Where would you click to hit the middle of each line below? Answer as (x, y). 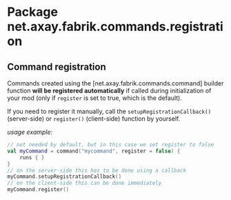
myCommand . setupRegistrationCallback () (64, 177)
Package (33, 12)
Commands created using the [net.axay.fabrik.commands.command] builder (115, 83)
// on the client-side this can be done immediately (84, 183)
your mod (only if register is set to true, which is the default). (95, 98)
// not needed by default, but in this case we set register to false (111, 145)
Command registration (57, 67)
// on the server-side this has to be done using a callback (97, 170)
